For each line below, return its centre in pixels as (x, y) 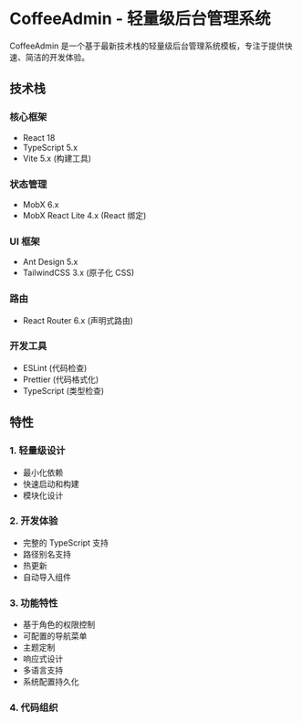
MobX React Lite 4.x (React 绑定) (84, 215)
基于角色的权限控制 (59, 625)
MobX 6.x (41, 204)
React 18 (39, 137)
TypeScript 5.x (50, 147)
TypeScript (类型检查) (63, 390)
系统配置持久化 (51, 682)
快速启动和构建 (51, 483)
